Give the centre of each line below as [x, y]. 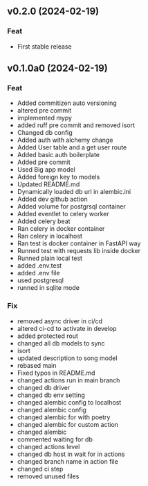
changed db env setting [51, 395]
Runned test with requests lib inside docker [79, 251]
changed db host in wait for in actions [71, 454]
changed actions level [48, 446]
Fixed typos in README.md [56, 373]
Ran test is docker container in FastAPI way [79, 243]
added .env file [38, 273]
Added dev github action [52, 199]
